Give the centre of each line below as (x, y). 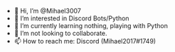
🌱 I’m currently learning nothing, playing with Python (91, 26)
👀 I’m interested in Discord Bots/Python (71, 18)
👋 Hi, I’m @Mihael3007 (48, 11)
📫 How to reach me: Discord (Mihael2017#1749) (85, 41)
